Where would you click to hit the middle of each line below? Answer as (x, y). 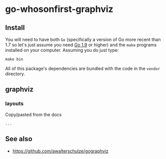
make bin (14, 59)
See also (19, 139)
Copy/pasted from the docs (33, 114)
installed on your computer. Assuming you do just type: (62, 50)
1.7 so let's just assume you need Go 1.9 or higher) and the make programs (81, 45)
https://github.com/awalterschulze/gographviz (60, 151)
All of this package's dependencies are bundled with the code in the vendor (83, 69)
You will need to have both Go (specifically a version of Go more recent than (83, 39)
